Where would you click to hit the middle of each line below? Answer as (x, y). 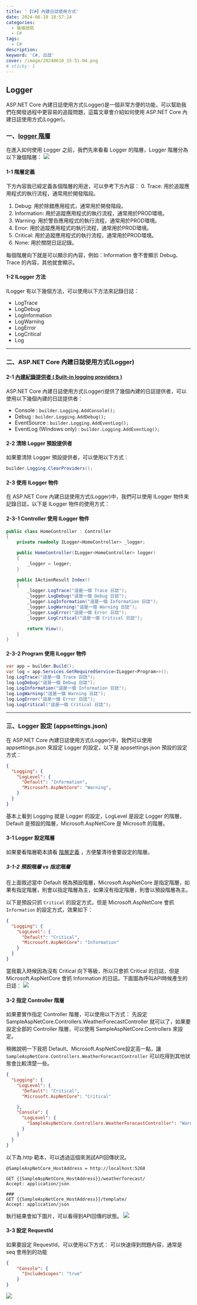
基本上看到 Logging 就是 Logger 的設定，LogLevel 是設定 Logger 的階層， (95, 816)
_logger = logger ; (50, 564)
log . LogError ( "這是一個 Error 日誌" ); (51, 699)
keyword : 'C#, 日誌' (30, 55)
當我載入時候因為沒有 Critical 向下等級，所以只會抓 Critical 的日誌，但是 (93, 971)
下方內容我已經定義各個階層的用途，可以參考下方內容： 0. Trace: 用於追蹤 (95, 186)
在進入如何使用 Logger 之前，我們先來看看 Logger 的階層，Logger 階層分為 (97, 150)
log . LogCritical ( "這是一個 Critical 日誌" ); (59, 704)
